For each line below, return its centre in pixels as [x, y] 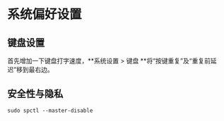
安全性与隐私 [35, 94]
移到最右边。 [35, 70]
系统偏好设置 [45, 14]
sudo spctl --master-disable [50, 110]
